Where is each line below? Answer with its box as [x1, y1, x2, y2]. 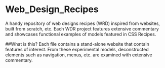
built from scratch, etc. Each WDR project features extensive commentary [5, 25, 159, 31]
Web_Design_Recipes [5, 4, 99, 15]
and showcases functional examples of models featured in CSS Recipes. [5, 31, 156, 37]
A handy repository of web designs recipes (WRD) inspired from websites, [5, 20, 160, 26]
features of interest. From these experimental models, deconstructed [5, 46, 149, 52]
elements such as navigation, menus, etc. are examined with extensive [5, 52, 153, 58]
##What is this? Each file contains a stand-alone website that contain [5, 41, 149, 47]
